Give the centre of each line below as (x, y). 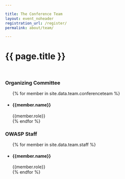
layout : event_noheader (30, 18)
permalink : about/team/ (30, 28)
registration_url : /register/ (36, 23)
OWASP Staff (21, 134)
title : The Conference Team (34, 14)
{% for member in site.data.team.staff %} (54, 144)
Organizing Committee (33, 83)
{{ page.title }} (35, 56)
